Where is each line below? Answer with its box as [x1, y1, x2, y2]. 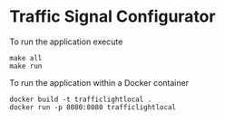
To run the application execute [9, 36, 123, 47]
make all [9, 53, 43, 62]
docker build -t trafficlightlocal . [9, 95, 152, 104]
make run [9, 61, 43, 70]
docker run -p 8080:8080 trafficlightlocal [9, 102, 177, 112]
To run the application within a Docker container [9, 77, 189, 88]
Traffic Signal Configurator [9, 6, 216, 27]
